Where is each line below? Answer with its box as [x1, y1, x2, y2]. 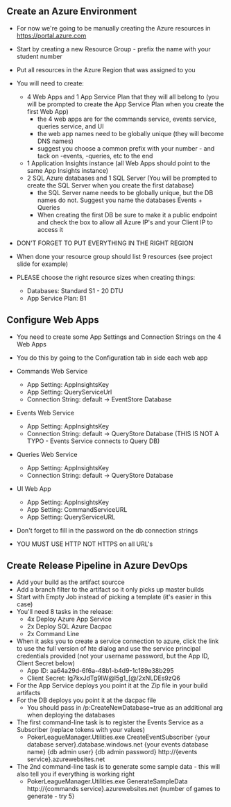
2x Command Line [26, 630, 80, 638]
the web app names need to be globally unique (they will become [37, 129, 224, 138]
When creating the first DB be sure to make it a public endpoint [37, 210, 218, 219]
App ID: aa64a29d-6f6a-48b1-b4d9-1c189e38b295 [26, 667, 174, 675]
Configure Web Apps [6, 314, 99, 326]
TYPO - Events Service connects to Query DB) [26, 437, 160, 445]
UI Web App [16, 484, 51, 492]
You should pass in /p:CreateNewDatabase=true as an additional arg [26, 704, 223, 712]
